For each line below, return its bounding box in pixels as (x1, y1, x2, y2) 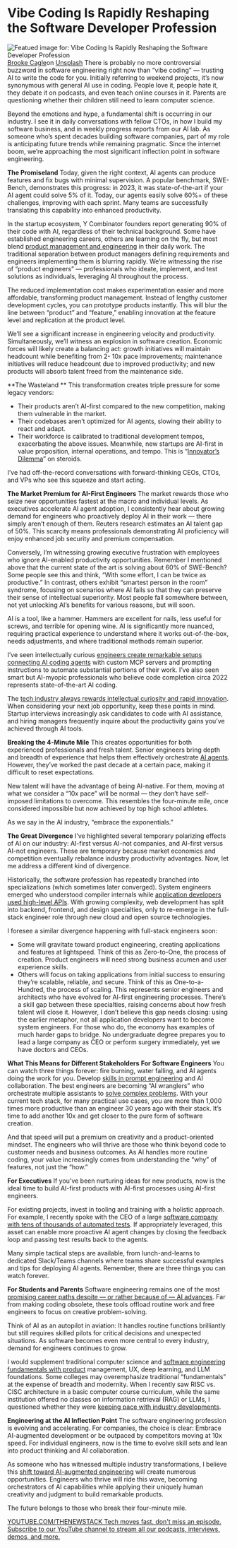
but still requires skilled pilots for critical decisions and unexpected (7, 1328, 201, 1337)
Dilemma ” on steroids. (17, 454, 83, 463)
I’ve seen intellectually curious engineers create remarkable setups (7, 650, 202, 658)
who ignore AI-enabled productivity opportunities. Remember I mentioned (7, 555, 222, 564)
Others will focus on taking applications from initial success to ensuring (17, 970, 226, 979)
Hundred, (17, 985, 46, 993)
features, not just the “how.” (7, 1162, 88, 1171)
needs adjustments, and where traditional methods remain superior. (7, 637, 204, 645)
